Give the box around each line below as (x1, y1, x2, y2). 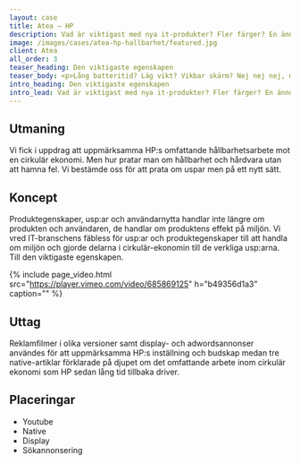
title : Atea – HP (9, 21, 74, 30)
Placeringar (9, 392, 76, 408)
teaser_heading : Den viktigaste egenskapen (9, 64, 174, 73)
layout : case (9, 13, 58, 22)
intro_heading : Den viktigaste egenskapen (9, 80, 170, 89)
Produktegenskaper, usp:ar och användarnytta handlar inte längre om (9, 214, 265, 225)
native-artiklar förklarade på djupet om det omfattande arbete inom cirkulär (9, 357, 286, 367)
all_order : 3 (9, 55, 58, 64)
